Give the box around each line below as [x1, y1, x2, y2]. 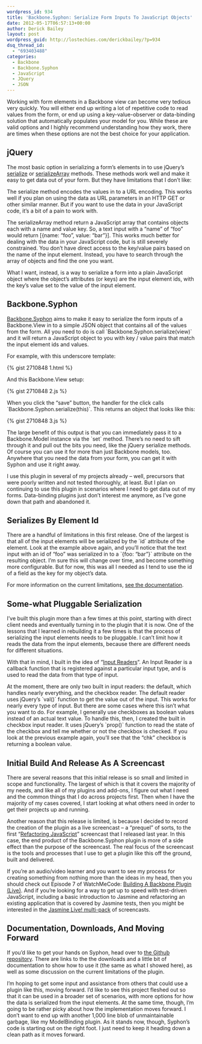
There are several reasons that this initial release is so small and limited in [7, 774, 189, 781]
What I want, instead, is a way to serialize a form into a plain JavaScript [7, 269, 183, 276]
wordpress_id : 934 [7, 8, 53, 15]
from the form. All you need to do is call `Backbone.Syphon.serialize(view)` [7, 328, 192, 335]
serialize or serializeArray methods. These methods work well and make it [7, 170, 190, 177]
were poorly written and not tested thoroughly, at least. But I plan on [7, 479, 176, 486]
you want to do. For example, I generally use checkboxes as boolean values [7, 709, 195, 716]
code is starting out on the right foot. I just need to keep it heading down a [7, 1024, 191, 1031]
